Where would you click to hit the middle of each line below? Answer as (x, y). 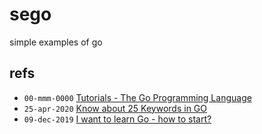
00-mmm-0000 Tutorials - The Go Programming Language (137, 97)
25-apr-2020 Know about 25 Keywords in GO (115, 108)
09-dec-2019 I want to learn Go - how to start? (117, 119)
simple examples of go (56, 42)
